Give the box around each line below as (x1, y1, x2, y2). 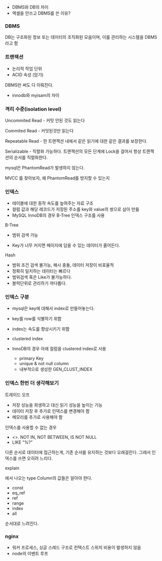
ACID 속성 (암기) (12, 72, 44, 78)
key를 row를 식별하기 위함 (12, 316, 62, 321)
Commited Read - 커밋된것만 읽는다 (5, 128, 74, 133)
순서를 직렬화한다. (14, 154, 48, 160)
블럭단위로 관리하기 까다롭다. (12, 280, 67, 286)
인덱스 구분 (5, 294, 29, 301)
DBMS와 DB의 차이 (12, 4, 49, 10)
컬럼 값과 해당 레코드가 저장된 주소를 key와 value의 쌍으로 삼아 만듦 (12, 207, 139, 212)
